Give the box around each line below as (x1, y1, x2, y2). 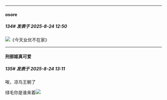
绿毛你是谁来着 (5, 90, 36, 96)
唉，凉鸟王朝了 (5, 79, 36, 85)
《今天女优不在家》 (10, 36, 50, 42)
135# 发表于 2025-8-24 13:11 (5, 66, 66, 71)
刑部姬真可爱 (5, 54, 31, 60)
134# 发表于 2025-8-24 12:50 (5, 23, 68, 30)
